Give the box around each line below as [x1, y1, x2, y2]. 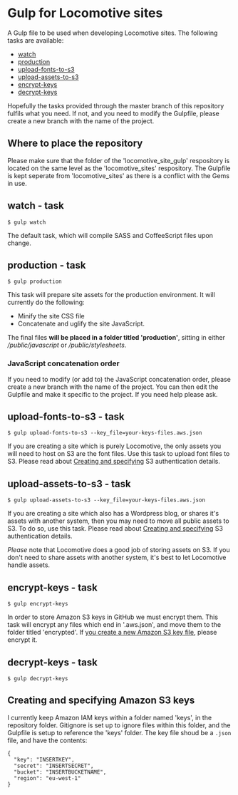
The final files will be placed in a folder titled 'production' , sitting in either [7, 333, 226, 342]
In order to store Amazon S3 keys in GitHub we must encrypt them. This [7, 613, 219, 621]
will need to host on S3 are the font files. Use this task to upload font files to [7, 450, 230, 458]
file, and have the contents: [7, 736, 88, 744]
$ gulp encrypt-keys [7, 601, 69, 608]
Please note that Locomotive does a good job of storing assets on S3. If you [7, 546, 230, 554]
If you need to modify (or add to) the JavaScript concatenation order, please [7, 375, 232, 383]
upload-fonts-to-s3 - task [7, 411, 125, 423]
